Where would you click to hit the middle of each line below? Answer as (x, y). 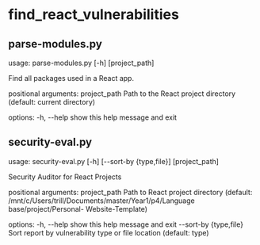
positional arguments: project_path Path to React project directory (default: (130, 192)
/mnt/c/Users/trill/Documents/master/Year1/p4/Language (102, 201)
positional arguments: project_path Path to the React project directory (122, 94)
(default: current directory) (52, 102)
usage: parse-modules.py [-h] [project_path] (81, 63)
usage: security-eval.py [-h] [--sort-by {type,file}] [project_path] (114, 161)
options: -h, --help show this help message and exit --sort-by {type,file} (126, 224)
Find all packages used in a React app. (71, 78)
